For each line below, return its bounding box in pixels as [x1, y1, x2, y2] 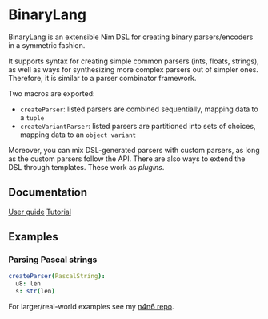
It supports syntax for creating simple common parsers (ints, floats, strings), [8, 56, 260, 66]
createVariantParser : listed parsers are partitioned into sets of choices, [19, 121, 256, 131]
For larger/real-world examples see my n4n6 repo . [8, 302, 174, 312]
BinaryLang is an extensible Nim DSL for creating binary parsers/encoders [8, 32, 254, 42]
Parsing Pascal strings [8, 254, 98, 265]
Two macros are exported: [8, 88, 95, 98]
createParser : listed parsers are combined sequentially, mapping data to [19, 104, 258, 114]
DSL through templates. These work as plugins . [8, 162, 165, 172]
